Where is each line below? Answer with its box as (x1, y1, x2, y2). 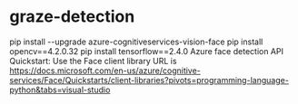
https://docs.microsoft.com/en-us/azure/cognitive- (9, 65, 202, 76)
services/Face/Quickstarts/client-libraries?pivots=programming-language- (9, 74, 289, 85)
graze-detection (9, 6, 135, 27)
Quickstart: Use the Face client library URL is (9, 55, 177, 66)
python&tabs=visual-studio (9, 84, 111, 95)
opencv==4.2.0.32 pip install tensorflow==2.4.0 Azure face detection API (9, 45, 284, 56)
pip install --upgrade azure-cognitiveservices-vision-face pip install (9, 36, 263, 47)
